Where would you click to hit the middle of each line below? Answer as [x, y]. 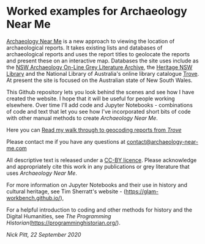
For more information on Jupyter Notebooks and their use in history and [97, 185]
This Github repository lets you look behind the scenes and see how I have [100, 92]
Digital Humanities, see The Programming [59, 216]
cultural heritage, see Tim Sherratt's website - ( [66, 191]
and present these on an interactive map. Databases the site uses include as [102, 61]
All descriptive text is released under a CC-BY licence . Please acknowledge [102, 160]
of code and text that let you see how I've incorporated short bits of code [99, 111]
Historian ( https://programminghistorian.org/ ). [63, 223]
